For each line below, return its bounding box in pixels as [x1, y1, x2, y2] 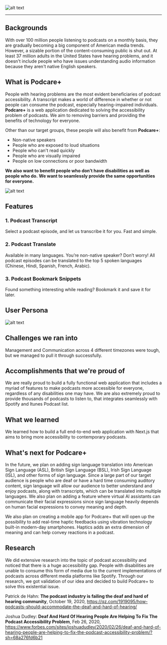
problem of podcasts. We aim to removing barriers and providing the [5, 112, 146, 118]
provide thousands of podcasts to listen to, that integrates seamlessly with [5, 396, 158, 402]
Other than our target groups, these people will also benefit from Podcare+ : [5, 127, 161, 133]
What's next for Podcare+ [5, 448, 87, 457]
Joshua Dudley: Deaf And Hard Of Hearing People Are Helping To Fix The [5, 613, 158, 619]
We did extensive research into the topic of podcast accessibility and [5, 557, 147, 563]
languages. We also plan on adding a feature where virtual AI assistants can [5, 493, 161, 499]
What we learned [5, 416, 59, 424]
